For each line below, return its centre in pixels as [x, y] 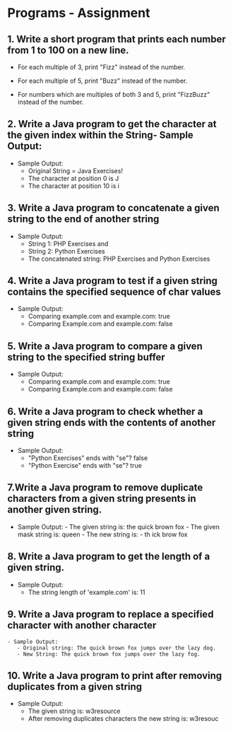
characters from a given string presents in [102, 499]
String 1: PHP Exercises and [68, 243]
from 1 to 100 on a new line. [68, 50]
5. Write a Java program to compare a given [105, 346]
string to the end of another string [83, 219]
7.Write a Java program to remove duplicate [105, 488]
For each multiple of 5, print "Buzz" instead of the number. [102, 81]
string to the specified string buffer [86, 357]
